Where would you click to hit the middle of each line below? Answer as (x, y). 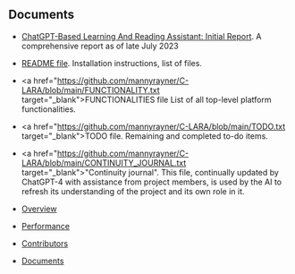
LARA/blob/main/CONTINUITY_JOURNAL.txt (104, 163)
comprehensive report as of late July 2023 (100, 46)
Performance (46, 226)
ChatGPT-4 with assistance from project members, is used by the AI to (152, 182)
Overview (39, 209)
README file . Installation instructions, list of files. (112, 63)
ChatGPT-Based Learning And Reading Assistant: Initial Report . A (141, 36)
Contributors (45, 243)
